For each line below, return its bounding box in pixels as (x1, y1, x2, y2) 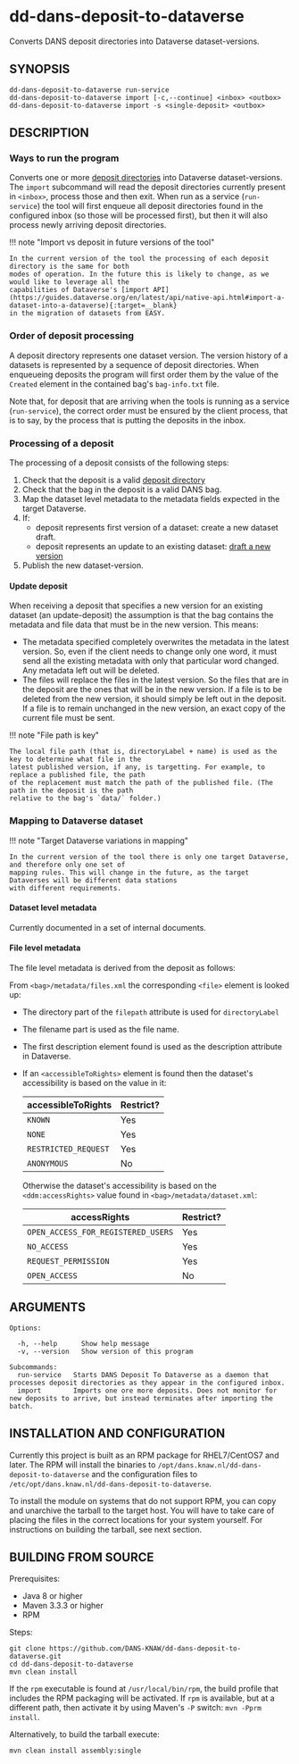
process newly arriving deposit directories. (9, 220, 167, 230)
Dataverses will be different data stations (9, 875, 178, 885)
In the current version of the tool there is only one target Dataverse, (9, 852, 290, 861)
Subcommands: (9, 1362, 58, 1372)
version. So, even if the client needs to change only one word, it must (21, 646, 278, 657)
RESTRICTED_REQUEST (26, 1143, 110, 1154)
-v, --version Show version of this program (17, 1347, 194, 1356)
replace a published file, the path (9, 771, 145, 780)
